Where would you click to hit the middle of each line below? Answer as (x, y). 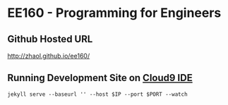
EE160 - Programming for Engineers (114, 13)
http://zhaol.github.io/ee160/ (49, 56)
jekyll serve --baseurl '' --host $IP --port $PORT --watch (98, 94)
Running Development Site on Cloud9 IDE (100, 78)
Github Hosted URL (50, 39)
